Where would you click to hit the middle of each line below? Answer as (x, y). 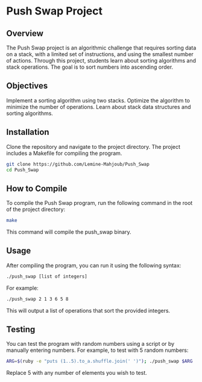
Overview (25, 33)
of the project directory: (36, 210)
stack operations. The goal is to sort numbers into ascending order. (90, 67)
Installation (28, 132)
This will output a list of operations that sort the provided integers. (88, 310)
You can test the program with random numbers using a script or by (90, 344)
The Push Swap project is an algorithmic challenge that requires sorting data (101, 48)
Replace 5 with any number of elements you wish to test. (77, 373)
